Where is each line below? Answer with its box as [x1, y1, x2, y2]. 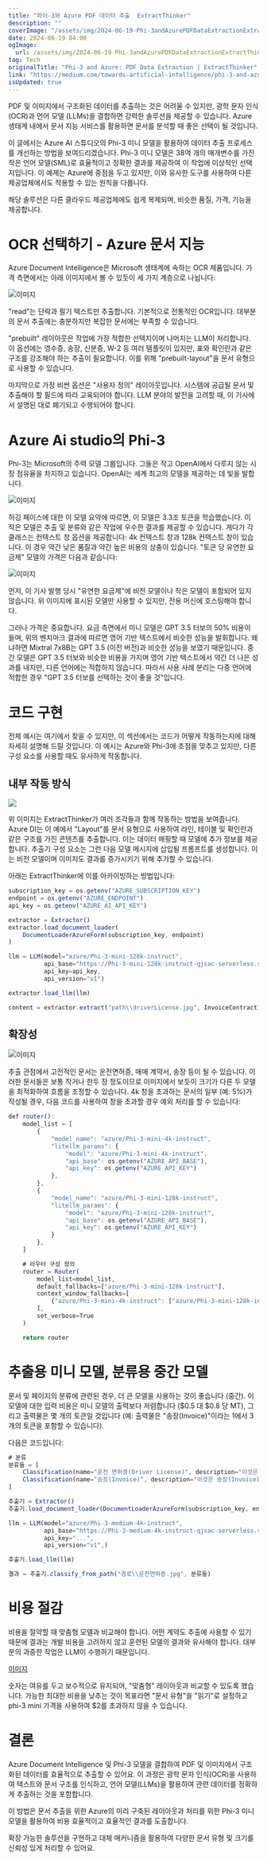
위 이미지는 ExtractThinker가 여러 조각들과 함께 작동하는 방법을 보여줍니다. [8, 815, 241, 824]
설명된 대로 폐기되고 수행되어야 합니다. [16, 400, 136, 410]
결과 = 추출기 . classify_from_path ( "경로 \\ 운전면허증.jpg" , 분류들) [8, 1570, 211, 1578]
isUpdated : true [8, 78, 62, 86]
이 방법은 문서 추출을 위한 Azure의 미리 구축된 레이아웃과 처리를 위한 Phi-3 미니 [8, 1806, 255, 1815]
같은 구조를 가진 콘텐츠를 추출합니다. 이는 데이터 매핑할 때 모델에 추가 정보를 [8, 835, 244, 844]
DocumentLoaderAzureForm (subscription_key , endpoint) [22, 931, 204, 939]
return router [22, 1333, 69, 1341]
